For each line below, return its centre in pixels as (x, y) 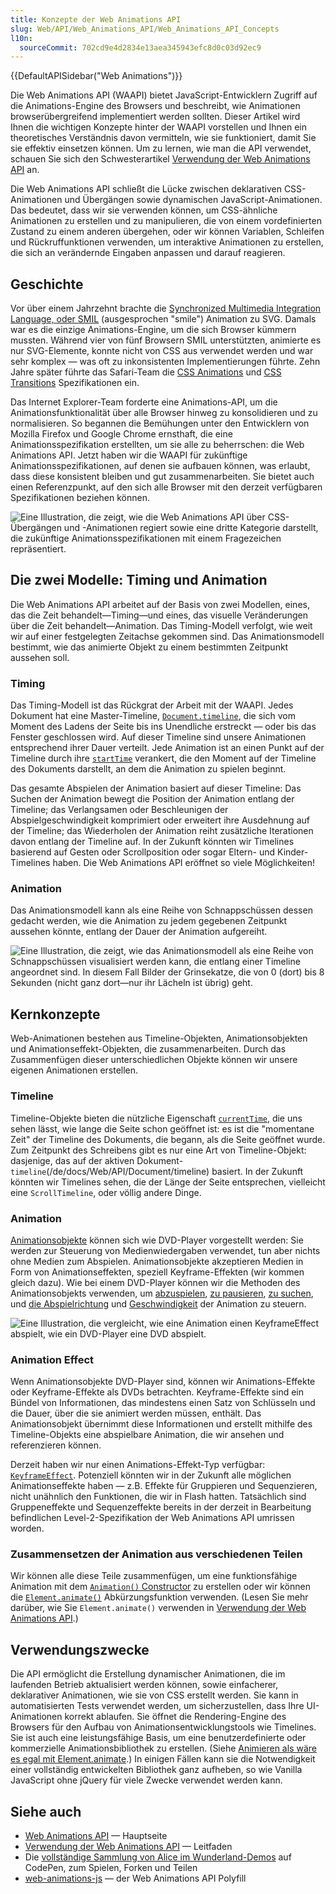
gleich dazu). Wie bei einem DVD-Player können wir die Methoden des (155, 1282)
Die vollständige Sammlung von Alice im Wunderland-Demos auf (158, 1857)
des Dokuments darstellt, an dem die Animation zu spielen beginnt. (148, 769)
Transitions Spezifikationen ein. (75, 383)
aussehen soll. (40, 657)
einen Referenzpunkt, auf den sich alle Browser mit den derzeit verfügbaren (166, 487)
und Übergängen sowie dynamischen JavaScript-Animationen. (193, 200)
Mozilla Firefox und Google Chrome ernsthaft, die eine (121, 434)
